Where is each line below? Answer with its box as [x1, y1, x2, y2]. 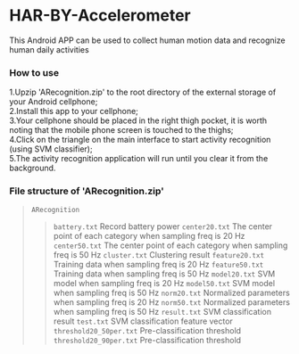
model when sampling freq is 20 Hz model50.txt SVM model [53, 277, 275, 288]
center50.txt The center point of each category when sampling [53, 240, 288, 251]
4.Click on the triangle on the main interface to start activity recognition [9, 135, 271, 145]
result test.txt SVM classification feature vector [53, 316, 234, 326]
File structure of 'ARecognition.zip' [9, 185, 164, 197]
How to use [9, 66, 60, 78]
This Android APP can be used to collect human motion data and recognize [9, 35, 286, 45]
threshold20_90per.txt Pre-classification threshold [53, 334, 242, 345]
